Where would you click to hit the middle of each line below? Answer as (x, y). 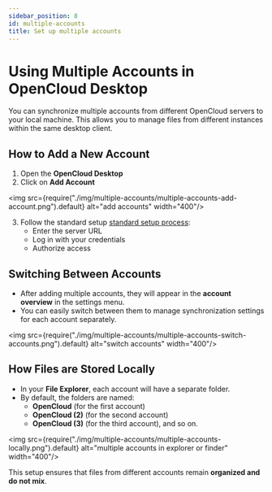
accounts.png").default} (49, 343)
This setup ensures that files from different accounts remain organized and (134, 472)
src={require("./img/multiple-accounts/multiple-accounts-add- (132, 198)
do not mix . (28, 481)
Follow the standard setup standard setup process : (105, 222)
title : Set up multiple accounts (65, 31)
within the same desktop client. (60, 128)
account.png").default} (47, 207)
